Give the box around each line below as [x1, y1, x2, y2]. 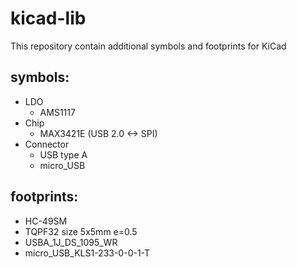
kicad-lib [10, 7, 87, 30]
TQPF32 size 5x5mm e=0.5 [24, 225, 138, 237]
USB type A [39, 148, 88, 161]
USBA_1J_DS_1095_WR [24, 236, 118, 248]
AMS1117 [39, 106, 76, 118]
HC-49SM [24, 215, 68, 227]
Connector [24, 138, 70, 150]
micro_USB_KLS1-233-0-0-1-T [24, 247, 151, 259]
